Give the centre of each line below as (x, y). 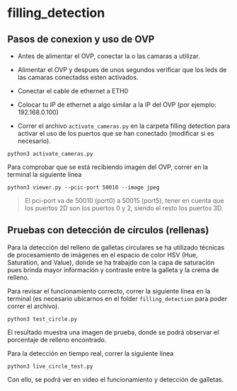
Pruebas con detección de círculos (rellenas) (108, 230)
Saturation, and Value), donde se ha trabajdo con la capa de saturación (111, 262)
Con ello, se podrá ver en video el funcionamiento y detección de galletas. (116, 379)
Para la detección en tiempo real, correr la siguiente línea (91, 353)
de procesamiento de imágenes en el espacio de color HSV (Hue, (103, 255)
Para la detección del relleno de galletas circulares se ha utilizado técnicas (116, 247)
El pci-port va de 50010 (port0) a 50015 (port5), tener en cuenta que (124, 200)
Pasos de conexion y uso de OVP (81, 39)
